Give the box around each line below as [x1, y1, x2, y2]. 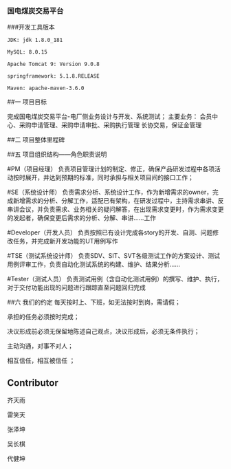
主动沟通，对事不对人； [7, 342, 74, 350]
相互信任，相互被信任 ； [7, 356, 76, 365]
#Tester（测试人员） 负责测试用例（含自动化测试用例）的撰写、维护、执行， [7, 275, 223, 283]
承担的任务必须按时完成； [7, 313, 80, 321]
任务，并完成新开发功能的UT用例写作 [12, 237, 118, 246]
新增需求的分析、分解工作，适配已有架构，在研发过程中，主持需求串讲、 [12, 197, 218, 205]
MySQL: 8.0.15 [7, 49, 48, 56]
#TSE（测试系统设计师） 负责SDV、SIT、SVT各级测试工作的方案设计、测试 [7, 252, 220, 260]
